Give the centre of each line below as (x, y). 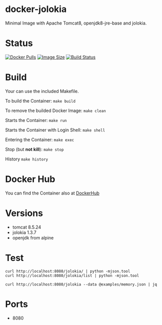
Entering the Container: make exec (40, 139)
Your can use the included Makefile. (42, 91)
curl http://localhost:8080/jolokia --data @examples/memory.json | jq (81, 284)
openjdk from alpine (33, 237)
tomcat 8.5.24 (27, 227)
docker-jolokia (36, 9)
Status (19, 43)
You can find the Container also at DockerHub (52, 193)
